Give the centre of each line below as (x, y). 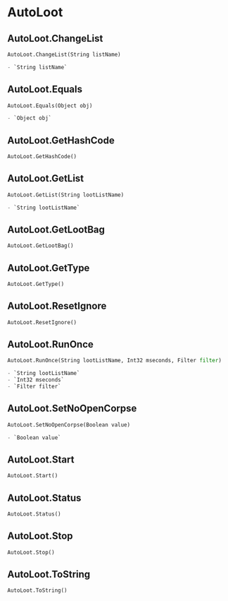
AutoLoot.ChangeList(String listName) (64, 54)
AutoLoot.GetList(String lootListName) (66, 195)
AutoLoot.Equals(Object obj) (50, 106)
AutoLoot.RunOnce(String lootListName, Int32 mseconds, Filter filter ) (114, 361)
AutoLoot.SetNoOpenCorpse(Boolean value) (69, 424)
